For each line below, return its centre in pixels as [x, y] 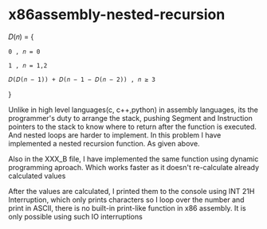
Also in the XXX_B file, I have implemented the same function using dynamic [133, 159]
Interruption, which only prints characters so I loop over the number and [126, 200]
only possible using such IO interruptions [76, 216]
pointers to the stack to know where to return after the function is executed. [133, 126]
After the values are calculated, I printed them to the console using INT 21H [132, 191]
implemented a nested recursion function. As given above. [104, 143]
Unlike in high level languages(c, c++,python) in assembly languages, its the [133, 110]
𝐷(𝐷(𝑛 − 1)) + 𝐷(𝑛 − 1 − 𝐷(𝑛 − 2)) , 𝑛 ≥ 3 [82, 80]
